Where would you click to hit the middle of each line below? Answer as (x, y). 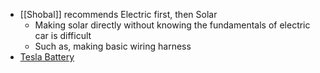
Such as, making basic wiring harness (113, 46)
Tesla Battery (47, 57)
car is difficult (63, 35)
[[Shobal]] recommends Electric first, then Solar (118, 14)
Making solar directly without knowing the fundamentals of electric (172, 25)
